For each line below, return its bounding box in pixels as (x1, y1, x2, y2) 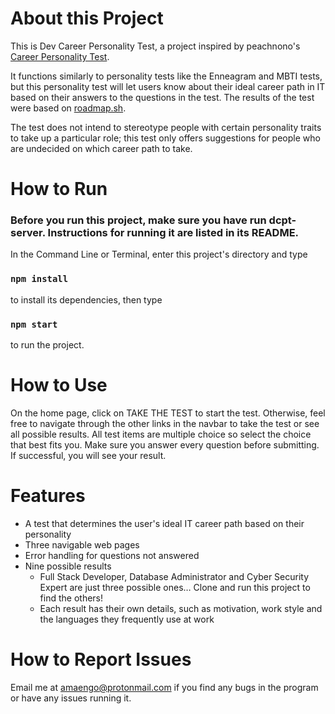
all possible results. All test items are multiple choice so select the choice (10, 428, 312, 440)
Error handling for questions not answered (24, 549, 200, 561)
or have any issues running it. (10, 692, 132, 704)
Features (10, 485, 86, 507)
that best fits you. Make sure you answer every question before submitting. (10, 438, 320, 451)
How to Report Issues (10, 648, 192, 671)
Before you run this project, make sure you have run (10, 213, 267, 227)
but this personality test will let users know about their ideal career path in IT (10, 80, 326, 92)
